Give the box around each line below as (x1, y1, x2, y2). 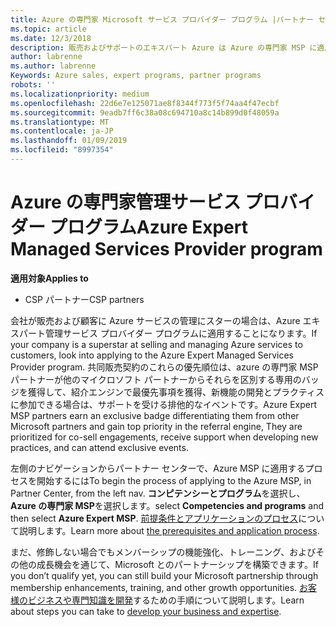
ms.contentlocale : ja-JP (10, 126, 114, 136)
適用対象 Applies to (10, 272, 89, 284)
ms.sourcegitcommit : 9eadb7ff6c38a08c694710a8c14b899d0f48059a (10, 107, 280, 118)
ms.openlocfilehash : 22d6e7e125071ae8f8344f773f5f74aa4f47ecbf (10, 98, 280, 108)
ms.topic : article (10, 24, 87, 34)
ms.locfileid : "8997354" (10, 145, 114, 155)
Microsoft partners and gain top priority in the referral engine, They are (10, 420, 303, 432)
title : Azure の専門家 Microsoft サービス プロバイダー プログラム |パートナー (10, 14, 315, 25)
